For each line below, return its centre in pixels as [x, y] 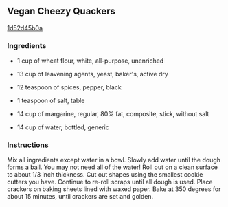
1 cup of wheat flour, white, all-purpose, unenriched [90, 61]
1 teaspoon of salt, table [51, 101]
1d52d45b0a [25, 28]
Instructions [28, 145]
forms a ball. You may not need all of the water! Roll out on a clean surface [113, 167]
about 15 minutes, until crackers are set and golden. [80, 197]
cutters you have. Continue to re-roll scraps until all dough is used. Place [110, 182]
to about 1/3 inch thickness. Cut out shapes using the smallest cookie [105, 175]
